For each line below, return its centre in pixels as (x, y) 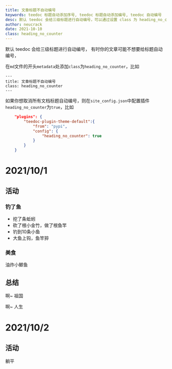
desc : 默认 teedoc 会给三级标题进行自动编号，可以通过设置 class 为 (71, 19)
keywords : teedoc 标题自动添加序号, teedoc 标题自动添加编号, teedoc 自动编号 (84, 15)
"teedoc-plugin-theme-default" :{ (59, 121)
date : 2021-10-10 (24, 29)
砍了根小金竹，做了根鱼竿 (40, 225)
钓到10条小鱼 (26, 232)
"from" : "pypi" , (50, 126)
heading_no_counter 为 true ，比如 (40, 107)
